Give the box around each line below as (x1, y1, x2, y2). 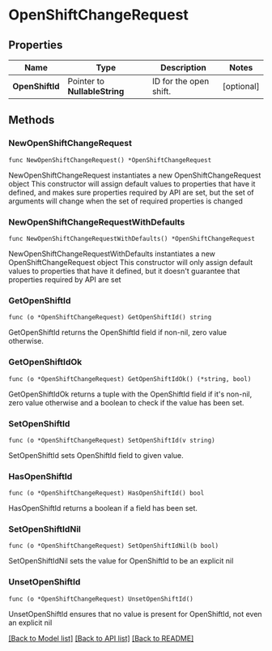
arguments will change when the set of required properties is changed (8, 196, 243, 206)
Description (160, 62, 206, 73)
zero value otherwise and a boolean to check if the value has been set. (8, 397, 244, 407)
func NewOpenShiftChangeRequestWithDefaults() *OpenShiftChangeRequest (8, 234, 255, 242)
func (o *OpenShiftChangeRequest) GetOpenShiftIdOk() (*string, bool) (8, 375, 252, 383)
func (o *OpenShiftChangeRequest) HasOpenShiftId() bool (8, 489, 205, 498)
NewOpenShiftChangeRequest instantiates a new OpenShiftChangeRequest (8, 170, 261, 180)
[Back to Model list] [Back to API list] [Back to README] (8, 633, 194, 643)
